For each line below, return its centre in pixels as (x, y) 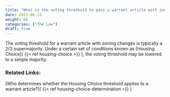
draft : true (18, 29)
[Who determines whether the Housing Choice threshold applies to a (77, 84)
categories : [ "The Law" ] (31, 24)
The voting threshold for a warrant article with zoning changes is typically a (84, 43)
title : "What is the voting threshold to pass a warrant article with (81, 10)
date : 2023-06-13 (24, 15)
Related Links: (23, 73)
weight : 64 (17, 19)
